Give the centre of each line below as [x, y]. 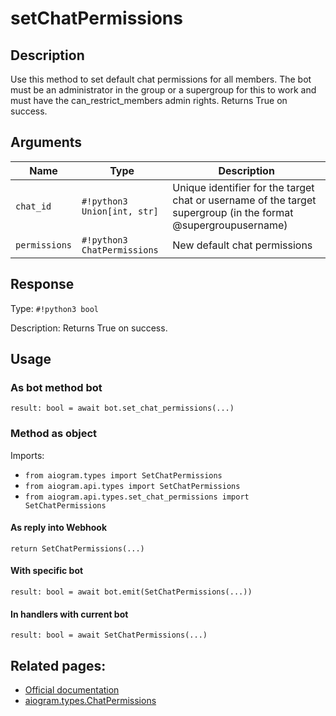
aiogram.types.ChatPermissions [90, 701]
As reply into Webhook [59, 528]
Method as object [54, 434]
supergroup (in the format [233, 212]
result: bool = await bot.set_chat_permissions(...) [122, 408]
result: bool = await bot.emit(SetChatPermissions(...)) [131, 592]
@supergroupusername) [230, 225]
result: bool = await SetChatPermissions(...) [109, 635]
